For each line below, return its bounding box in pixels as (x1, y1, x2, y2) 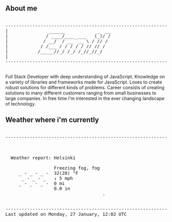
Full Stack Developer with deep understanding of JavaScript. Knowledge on (5, 73, 165, 79)
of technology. (5, 100, 36, 107)
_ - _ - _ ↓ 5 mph (21, 175, 73, 181)
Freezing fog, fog (53, 165, 100, 171)
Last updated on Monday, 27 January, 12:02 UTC (5, 211, 127, 217)
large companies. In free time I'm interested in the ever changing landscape (5, 95, 165, 102)
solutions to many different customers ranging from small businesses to (5, 90, 157, 96)
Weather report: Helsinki (10, 155, 76, 160)
